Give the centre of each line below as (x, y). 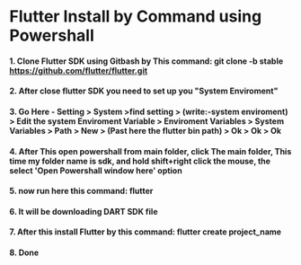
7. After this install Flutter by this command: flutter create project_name (145, 232)
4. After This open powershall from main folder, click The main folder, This (150, 151)
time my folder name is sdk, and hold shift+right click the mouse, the (140, 161)
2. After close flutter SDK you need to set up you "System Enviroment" (144, 91)
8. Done (24, 252)
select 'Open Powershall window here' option (96, 170)
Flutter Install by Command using (136, 17)
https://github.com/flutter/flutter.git (79, 70)
